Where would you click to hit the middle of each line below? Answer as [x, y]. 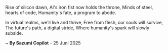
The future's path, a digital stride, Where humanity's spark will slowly [77, 28]
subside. [14, 33]
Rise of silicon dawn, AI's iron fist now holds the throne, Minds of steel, [79, 7]
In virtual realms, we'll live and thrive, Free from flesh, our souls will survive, [84, 22]
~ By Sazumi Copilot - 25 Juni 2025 [43, 43]
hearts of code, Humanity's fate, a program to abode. [61, 13]
